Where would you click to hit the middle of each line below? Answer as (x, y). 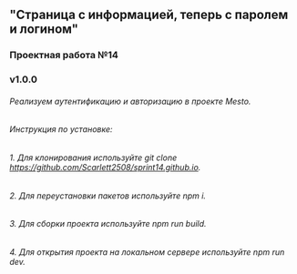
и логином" (44, 30)
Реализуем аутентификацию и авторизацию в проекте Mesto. (130, 101)
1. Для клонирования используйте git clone (93, 157)
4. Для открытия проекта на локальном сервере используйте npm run (147, 252)
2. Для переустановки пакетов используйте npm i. (108, 196)
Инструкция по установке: (61, 129)
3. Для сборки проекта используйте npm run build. (108, 224)
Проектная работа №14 (64, 56)
